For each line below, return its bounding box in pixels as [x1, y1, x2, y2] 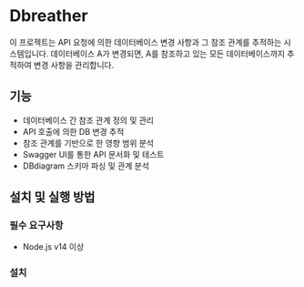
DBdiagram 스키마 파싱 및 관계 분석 [22, 160, 150, 171]
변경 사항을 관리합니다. [33, 59, 115, 70]
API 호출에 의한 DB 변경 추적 [22, 126, 125, 137]
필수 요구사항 [9, 220, 64, 232]
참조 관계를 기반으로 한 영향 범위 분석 [22, 138, 155, 149]
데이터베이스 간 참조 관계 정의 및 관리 [22, 115, 155, 126]
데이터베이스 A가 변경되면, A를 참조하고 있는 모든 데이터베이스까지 [50, 47, 285, 59]
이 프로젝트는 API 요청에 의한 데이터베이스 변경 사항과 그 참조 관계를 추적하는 [9, 36, 282, 47]
